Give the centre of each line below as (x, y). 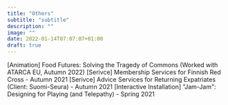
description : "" (30, 26)
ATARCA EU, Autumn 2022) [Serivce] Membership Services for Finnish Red (114, 72)
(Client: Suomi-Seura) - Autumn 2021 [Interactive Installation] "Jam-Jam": (112, 87)
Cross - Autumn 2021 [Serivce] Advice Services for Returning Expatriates (112, 79)
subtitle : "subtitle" (38, 20)
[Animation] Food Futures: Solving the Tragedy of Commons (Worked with (113, 65)
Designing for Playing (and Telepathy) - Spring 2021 (81, 94)
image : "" (21, 33)
